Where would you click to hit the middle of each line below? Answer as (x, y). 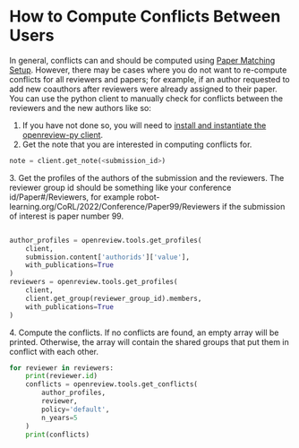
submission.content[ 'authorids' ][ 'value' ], (108, 257)
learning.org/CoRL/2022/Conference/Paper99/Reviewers (115, 206)
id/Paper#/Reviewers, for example (72, 197)
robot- (148, 197)
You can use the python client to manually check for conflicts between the (146, 98)
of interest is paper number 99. (66, 216)
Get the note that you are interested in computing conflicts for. (137, 144)
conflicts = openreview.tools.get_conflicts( (112, 384)
